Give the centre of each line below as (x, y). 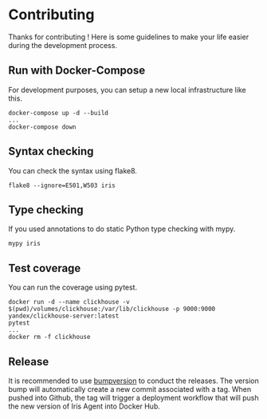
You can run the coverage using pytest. (73, 287)
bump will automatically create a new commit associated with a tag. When (130, 389)
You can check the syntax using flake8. (73, 170)
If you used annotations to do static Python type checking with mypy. (122, 229)
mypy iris (25, 244)
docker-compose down (43, 127)
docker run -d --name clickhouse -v (69, 302)
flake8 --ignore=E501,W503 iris (62, 186)
